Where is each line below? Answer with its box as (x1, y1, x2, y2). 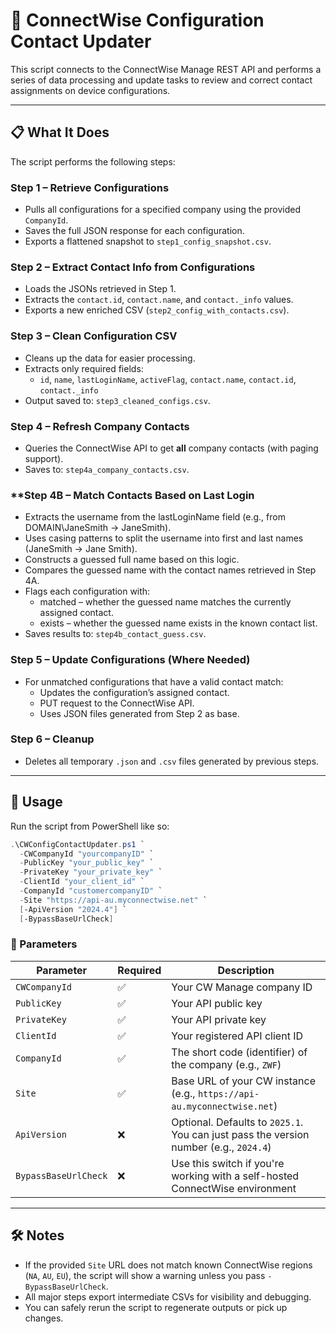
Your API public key (171, 996, 263, 1010)
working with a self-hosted (171, 1169, 300, 1183)
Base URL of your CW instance (171, 1074, 316, 1088)
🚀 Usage (10, 794, 63, 811)
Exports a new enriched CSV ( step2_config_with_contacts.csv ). (24, 304, 290, 316)
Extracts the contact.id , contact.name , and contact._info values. (24, 294, 294, 306)
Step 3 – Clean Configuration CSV (10, 329, 178, 343)
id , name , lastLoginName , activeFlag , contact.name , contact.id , (39, 373, 297, 385)
